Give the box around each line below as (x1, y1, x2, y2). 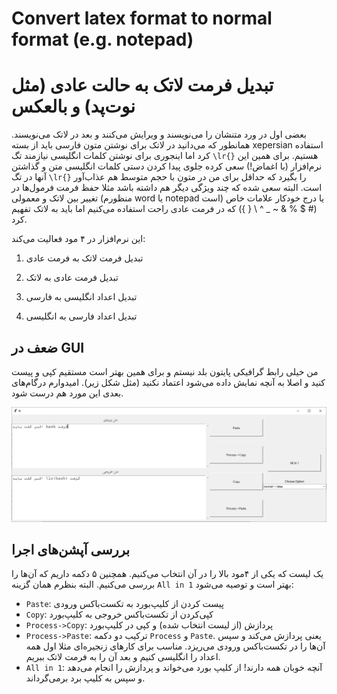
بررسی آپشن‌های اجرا (11, 541, 131, 558)
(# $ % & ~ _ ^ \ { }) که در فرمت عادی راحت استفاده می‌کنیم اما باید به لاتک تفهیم (11, 203, 318, 215)
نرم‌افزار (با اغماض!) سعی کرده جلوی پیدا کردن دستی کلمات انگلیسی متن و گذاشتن (11, 160, 323, 172)
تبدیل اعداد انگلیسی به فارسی (25, 291, 138, 303)
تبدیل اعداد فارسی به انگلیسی (25, 310, 138, 322)
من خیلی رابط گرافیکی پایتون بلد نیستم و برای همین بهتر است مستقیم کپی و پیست (11, 365, 319, 377)
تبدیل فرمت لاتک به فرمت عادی (25, 252, 144, 264)
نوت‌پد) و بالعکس (11, 95, 136, 118)
